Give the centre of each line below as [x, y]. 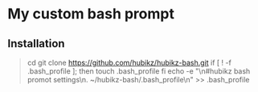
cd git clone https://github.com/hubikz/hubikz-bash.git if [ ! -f [129, 62]
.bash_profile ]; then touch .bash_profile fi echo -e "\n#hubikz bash [139, 71]
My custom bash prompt [91, 14]
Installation [36, 44]
